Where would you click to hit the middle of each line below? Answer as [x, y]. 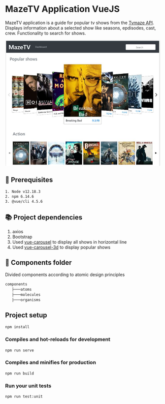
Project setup [26, 315]
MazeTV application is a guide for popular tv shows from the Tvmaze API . [80, 23]
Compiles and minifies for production [50, 363]
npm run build [20, 373]
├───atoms [22, 289]
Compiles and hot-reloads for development [58, 340]
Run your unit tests [28, 386]
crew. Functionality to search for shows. [46, 33]
